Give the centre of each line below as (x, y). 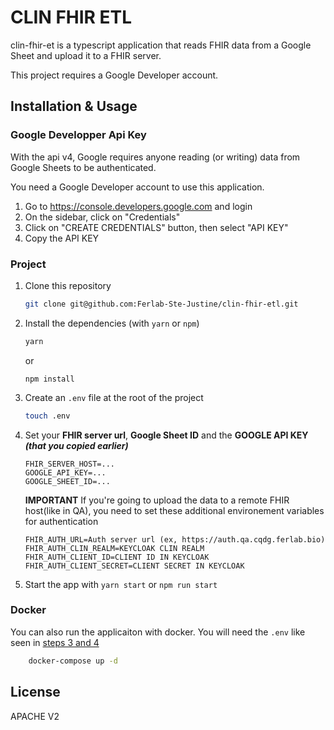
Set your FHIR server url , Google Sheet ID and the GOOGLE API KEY (166, 435)
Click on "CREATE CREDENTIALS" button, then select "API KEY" (156, 227)
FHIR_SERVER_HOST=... (69, 464)
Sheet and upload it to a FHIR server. (86, 55)
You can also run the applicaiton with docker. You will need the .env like (158, 632)
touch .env (47, 416)
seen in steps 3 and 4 (55, 642)
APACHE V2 (35, 716)
